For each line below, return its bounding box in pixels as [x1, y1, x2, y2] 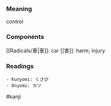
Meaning [6, 5, 32, 13]
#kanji [6, 93, 21, 100]
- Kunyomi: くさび [6, 76, 49, 82]
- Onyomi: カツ [6, 82, 42, 88]
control [6, 18, 24, 25]
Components [6, 33, 44, 41]
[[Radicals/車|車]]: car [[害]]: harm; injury [6, 47, 105, 54]
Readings [6, 62, 34, 70]
